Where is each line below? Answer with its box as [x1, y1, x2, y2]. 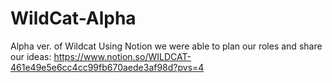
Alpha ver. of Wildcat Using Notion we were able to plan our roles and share [10, 40, 323, 52]
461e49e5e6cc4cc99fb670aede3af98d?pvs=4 [10, 61, 205, 73]
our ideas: [10, 50, 52, 62]
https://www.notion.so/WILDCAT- [53, 50, 192, 62]
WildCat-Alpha [10, 7, 137, 30]
